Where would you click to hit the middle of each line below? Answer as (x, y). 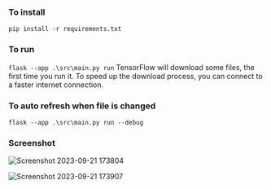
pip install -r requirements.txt (65, 29)
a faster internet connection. (56, 85)
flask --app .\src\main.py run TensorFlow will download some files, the (131, 67)
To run (22, 50)
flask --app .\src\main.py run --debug (76, 122)
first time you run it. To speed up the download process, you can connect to (135, 76)
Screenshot (32, 143)
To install (27, 12)
